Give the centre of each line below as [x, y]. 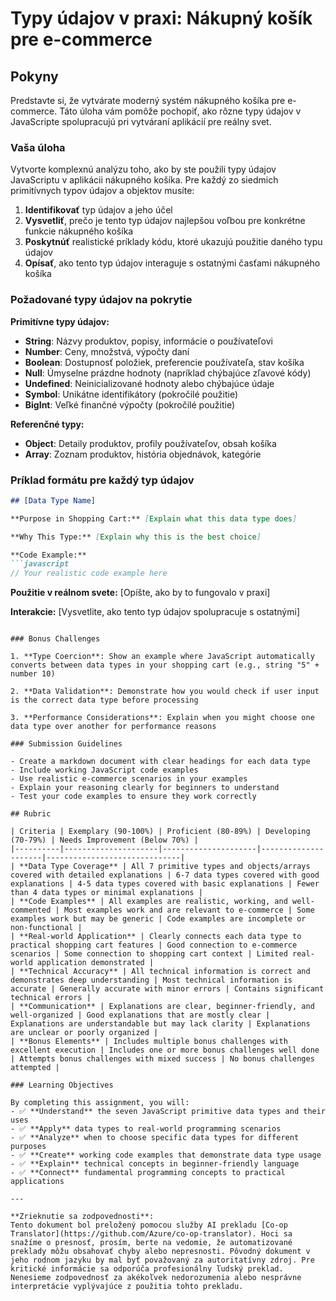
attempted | [35, 1068]
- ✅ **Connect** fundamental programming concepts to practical [148, 1173]
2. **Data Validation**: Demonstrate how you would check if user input [165, 692]
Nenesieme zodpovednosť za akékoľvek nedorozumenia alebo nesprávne [156, 1278]
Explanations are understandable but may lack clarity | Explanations [160, 1024]
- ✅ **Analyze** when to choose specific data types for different [155, 1138]
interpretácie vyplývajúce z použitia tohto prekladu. [127, 1287]
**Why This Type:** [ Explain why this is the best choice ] [136, 537]
